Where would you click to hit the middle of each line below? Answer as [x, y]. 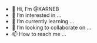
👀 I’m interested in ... [36, 15]
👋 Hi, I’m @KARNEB [35, 9]
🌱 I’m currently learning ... [43, 21]
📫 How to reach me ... [39, 34]
